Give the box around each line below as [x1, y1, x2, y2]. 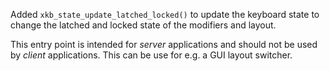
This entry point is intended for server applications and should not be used [10, 39, 318, 50]
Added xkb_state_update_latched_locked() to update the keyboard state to [10, 9, 320, 20]
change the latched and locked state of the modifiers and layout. [10, 19, 277, 31]
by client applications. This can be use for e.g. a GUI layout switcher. [10, 49, 293, 61]
